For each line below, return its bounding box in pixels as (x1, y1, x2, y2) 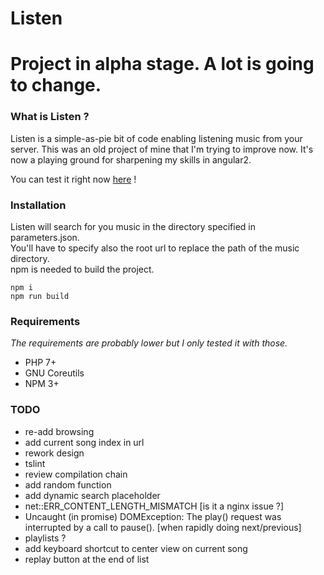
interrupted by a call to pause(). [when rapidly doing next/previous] (24, 521, 302, 533)
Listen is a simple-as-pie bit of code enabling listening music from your (10, 132, 303, 144)
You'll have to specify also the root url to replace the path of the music (10, 242, 300, 254)
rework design (24, 447, 85, 459)
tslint (24, 457, 46, 469)
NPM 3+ (24, 378, 60, 390)
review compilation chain (24, 468, 128, 480)
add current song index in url (24, 436, 145, 448)
